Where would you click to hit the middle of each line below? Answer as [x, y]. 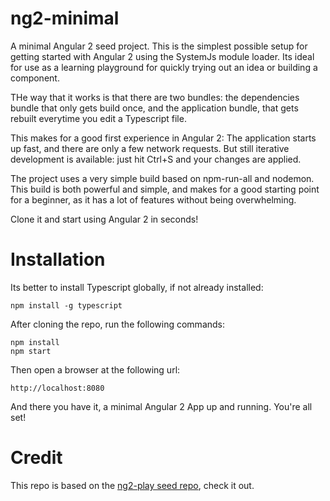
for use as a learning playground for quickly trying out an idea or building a [164, 67]
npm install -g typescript [66, 305]
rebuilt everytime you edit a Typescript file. [98, 118]
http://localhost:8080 [57, 388]
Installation [58, 259]
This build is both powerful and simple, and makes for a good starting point [165, 189]
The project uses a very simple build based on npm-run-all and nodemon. [162, 178]
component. [35, 78]
